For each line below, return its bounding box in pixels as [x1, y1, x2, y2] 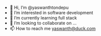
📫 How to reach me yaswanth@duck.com [9, 26, 96, 31]
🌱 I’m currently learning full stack [9, 15, 77, 20]
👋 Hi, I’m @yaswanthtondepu [9, 5, 69, 10]
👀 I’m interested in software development [9, 10, 94, 16]
